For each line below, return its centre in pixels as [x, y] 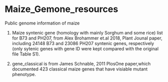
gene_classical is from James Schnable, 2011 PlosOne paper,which [81, 63]
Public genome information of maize [42, 23]
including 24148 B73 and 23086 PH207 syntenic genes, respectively [83, 43]
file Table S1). [26, 54]
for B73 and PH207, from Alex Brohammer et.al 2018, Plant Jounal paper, [87, 38]
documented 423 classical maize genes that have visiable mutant [80, 69]
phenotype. [24, 74]
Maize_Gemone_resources [62, 9]
